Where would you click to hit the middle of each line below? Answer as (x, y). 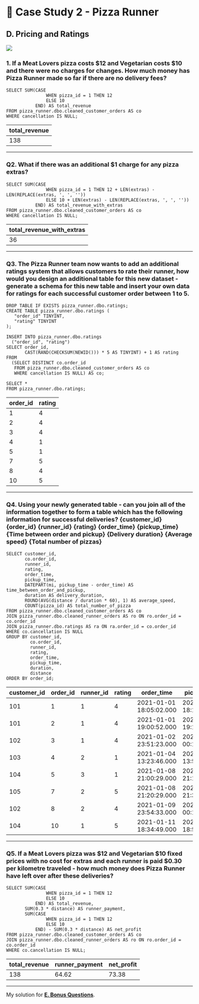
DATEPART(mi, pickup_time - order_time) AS (79, 585)
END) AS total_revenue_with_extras (79, 205)
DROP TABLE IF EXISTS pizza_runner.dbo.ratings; (67, 306)
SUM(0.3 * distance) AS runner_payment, (75, 909)
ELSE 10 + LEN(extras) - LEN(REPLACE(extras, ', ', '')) (118, 200)
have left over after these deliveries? (60, 876)
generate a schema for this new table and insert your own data (98, 286)
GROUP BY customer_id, (34, 637)
